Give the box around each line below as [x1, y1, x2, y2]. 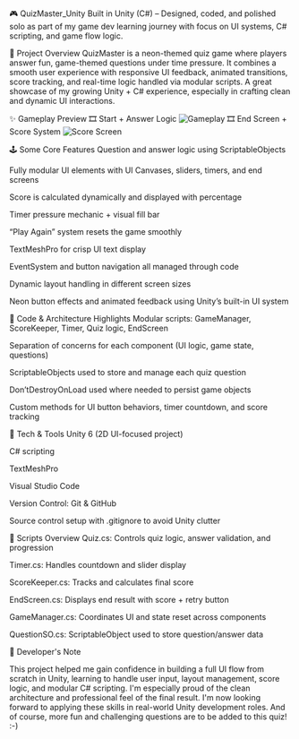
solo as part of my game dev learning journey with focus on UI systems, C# [9, 21, 287, 31]
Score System [9, 126, 61, 137]
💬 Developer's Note [9, 647, 81, 657]
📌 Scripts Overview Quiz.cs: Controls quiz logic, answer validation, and [9, 533, 271, 543]
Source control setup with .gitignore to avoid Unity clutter [9, 515, 221, 526]
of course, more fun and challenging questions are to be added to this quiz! [9, 711, 288, 722]
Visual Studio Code [9, 481, 81, 491]
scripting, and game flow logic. [9, 30, 124, 41]
